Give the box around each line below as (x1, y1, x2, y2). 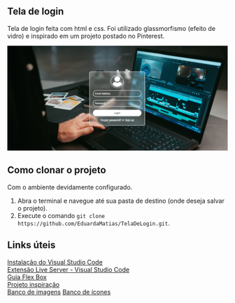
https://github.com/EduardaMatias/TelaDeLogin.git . (17, 219, 170, 227)
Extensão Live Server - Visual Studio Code (7, 265, 130, 274)
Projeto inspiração (7, 280, 60, 288)
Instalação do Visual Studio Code (7, 257, 103, 266)
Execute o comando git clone (17, 211, 105, 220)
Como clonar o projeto (7, 164, 106, 176)
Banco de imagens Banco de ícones (7, 288, 111, 296)
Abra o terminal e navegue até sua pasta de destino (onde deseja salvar (17, 196, 225, 205)
